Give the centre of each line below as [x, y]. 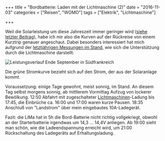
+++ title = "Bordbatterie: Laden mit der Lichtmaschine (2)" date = [72, 7]
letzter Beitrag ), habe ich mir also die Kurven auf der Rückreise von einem [80, 37]
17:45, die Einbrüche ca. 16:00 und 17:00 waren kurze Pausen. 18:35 [74, 102]
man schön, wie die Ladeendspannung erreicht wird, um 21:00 [69, 128]
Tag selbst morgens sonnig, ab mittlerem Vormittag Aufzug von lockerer [79, 92]
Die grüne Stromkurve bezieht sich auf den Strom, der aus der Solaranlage [81, 72]
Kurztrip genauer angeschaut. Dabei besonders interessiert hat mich [75, 42]
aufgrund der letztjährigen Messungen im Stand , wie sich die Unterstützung [82, 47]
